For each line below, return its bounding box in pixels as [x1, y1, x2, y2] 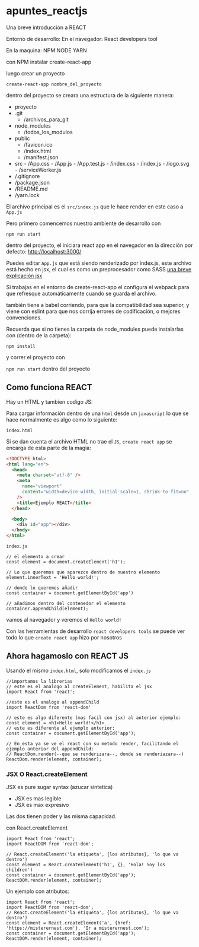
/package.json [14, 179, 50, 186]
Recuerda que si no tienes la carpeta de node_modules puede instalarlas [6, 325, 184, 332]
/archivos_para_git [23, 116, 69, 123]
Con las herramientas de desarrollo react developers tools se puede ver [6, 628, 185, 635]
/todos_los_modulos [23, 128, 73, 135]
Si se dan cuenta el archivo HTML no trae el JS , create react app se [6, 438, 172, 445]
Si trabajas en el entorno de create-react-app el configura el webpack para [6, 283, 190, 290]
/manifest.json [23, 153, 59, 161]
